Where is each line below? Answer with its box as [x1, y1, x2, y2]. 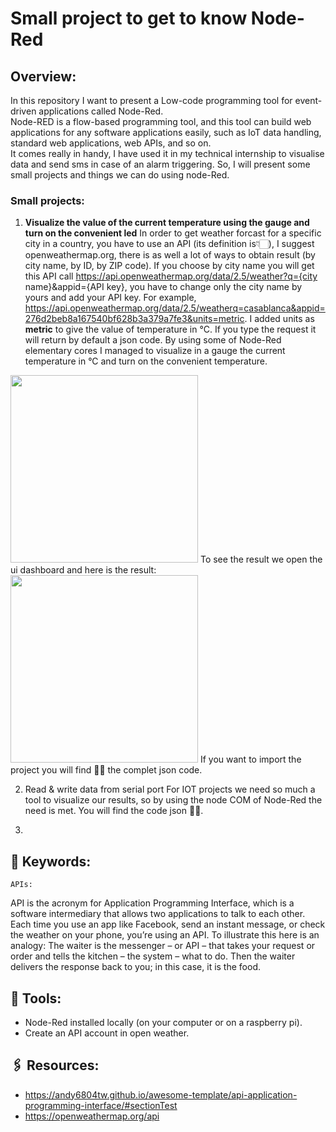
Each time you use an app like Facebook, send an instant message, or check [10, 918, 326, 931]
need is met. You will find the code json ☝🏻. [24, 805, 204, 817]
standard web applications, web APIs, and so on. [10, 137, 212, 149]
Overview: [10, 68, 77, 85]
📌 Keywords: [10, 853, 92, 870]
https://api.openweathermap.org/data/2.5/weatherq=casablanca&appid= [24, 302, 326, 314]
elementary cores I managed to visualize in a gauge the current [24, 345, 286, 357]
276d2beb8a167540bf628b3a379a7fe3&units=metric [24, 313, 245, 325]
